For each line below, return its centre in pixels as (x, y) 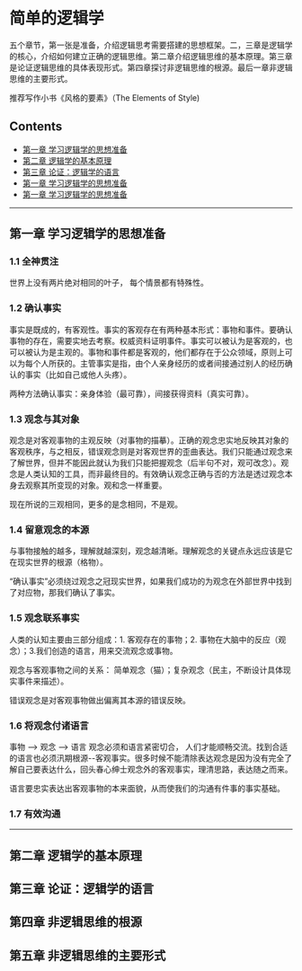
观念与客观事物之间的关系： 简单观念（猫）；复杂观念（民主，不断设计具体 (146, 669)
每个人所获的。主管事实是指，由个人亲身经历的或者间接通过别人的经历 (155, 363)
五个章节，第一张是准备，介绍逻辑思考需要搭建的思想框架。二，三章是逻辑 (147, 45)
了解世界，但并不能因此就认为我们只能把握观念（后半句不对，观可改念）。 (145, 463)
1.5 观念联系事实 (44, 618)
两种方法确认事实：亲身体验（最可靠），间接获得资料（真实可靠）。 (131, 393)
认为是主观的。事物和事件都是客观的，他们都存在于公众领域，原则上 (159, 352)
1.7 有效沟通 (35, 814)
